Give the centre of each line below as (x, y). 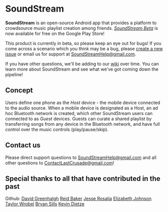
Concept (19, 91)
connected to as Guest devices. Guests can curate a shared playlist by (78, 119)
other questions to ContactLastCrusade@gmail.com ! (60, 163)
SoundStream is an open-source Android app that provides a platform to (81, 23)
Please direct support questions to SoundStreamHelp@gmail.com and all (81, 157)
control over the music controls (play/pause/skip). (57, 129)
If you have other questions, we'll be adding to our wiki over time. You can (82, 64)
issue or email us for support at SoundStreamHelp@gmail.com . (71, 54)
